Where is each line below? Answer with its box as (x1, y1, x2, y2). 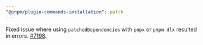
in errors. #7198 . (6, 32, 47, 40)
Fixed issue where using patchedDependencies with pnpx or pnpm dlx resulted (6, 26, 197, 33)
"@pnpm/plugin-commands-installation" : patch (6, 9, 124, 15)
